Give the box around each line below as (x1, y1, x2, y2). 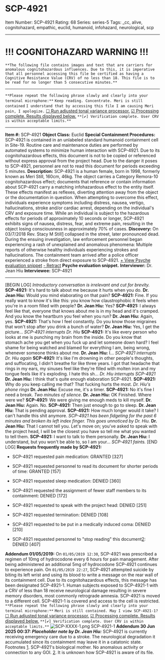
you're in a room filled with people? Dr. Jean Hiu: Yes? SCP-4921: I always (5, 302, 156, 308)
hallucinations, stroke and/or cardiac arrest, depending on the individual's (5, 205, 154, 211)
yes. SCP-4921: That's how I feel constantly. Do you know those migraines (5, 318, 157, 324)
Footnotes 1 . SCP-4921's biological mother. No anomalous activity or (5, 644, 144, 650)
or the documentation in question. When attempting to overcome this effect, (5, 194, 159, 200)
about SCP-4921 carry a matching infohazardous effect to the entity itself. (5, 184, 155, 190)
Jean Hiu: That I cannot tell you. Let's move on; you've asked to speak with (5, 423, 158, 429)
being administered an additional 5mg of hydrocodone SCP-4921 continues (5, 561, 158, 567)
